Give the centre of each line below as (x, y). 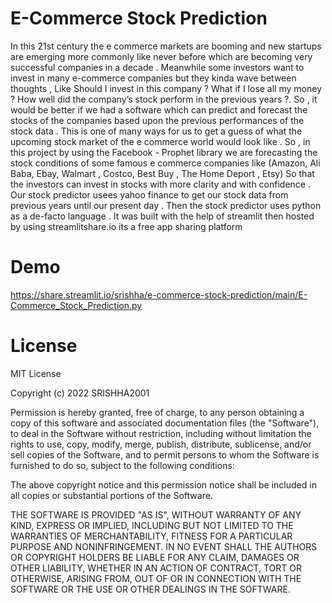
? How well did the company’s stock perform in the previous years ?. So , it (164, 99)
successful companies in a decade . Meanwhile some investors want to (157, 67)
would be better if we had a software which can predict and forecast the (159, 109)
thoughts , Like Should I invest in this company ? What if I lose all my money (166, 88)
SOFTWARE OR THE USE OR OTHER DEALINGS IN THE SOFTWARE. (150, 589)
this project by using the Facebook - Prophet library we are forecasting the (164, 152)
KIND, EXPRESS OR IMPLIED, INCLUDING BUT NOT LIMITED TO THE (152, 525)
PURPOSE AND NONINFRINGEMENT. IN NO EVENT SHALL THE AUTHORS (164, 546)
